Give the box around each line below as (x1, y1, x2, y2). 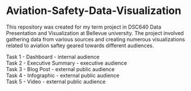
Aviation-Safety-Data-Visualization (6, 4, 182, 17)
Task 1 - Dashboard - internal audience (6, 53, 100, 60)
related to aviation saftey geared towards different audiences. (6, 42, 154, 49)
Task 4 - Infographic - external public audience (6, 72, 120, 79)
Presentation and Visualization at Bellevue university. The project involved (6, 29, 184, 36)
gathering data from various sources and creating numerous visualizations (6, 36, 185, 43)
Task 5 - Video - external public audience (6, 78, 106, 85)
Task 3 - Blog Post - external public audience (6, 65, 115, 72)
